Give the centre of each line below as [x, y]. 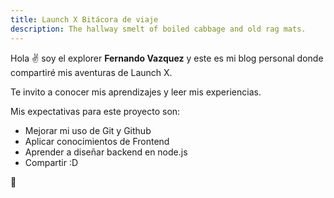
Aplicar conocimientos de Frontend [97, 141]
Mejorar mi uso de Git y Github [88, 130]
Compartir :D [51, 162]
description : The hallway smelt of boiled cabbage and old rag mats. [158, 29]
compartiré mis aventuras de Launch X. [91, 72]
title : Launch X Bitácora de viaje [84, 19]
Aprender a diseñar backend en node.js [106, 152]
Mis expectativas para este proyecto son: [95, 111]
